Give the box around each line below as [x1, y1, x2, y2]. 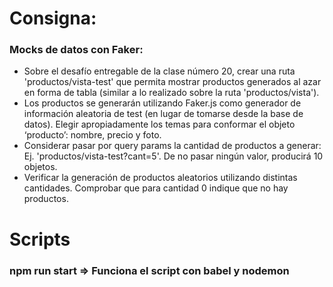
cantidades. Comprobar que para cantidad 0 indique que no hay [23, 182, 289, 194]
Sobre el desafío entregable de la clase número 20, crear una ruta [23, 65, 296, 77]
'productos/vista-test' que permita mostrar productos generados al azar [23, 76, 322, 88]
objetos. [23, 161, 58, 173]
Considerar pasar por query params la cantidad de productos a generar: [23, 140, 322, 152]
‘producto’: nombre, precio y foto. [23, 129, 162, 141]
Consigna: [9, 7, 97, 30]
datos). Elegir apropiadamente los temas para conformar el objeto [23, 118, 296, 131]
